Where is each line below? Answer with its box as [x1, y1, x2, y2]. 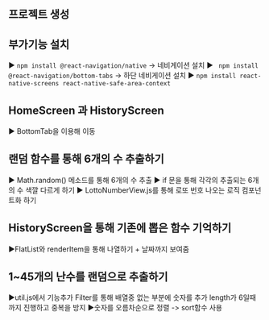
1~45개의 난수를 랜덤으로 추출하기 [8, 270, 168, 284]
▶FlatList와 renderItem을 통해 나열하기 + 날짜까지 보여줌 [8, 244, 189, 254]
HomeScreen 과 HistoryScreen [8, 103, 165, 117]
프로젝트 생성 [8, 7, 70, 22]
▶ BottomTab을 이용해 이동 [8, 127, 96, 136]
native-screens [8, 80, 60, 88]
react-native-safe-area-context [62, 80, 172, 88]
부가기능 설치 [8, 37, 70, 51]
